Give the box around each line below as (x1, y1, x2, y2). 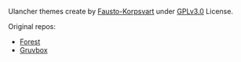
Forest (19, 37, 41, 46)
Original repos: (8, 22, 57, 31)
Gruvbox (19, 46, 49, 54)
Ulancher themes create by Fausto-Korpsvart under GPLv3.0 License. (8, 7, 234, 16)
